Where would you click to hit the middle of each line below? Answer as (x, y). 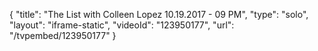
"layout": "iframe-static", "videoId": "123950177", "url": (122, 25)
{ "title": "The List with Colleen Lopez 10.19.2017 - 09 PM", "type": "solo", (159, 14)
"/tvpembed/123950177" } (63, 35)
